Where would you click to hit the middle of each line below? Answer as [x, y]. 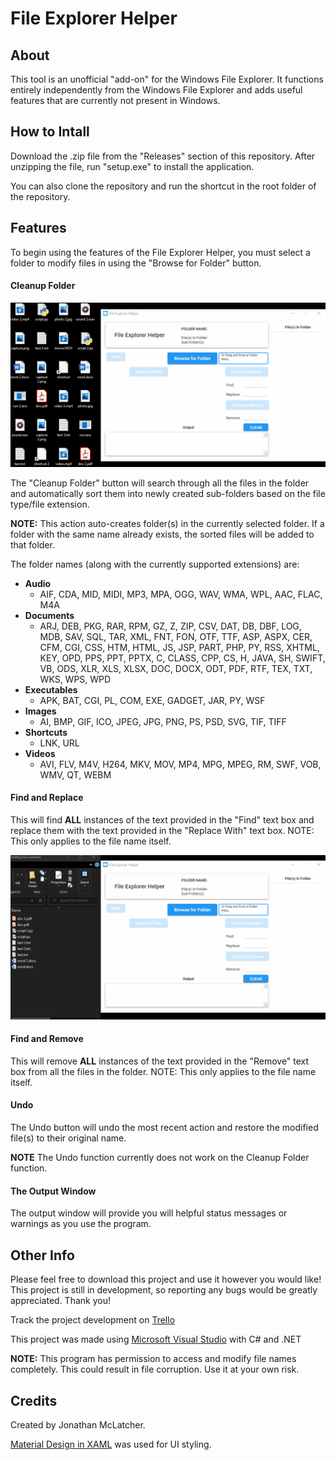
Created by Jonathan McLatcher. [78, 1424]
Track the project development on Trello [93, 1320]
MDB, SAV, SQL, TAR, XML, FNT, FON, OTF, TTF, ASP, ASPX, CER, [176, 636]
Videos [40, 753]
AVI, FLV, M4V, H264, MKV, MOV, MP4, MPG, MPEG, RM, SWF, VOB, [180, 764]
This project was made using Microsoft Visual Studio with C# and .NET [156, 1339]
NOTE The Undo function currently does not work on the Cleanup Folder [160, 1158]
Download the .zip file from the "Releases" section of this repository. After [163, 156]
